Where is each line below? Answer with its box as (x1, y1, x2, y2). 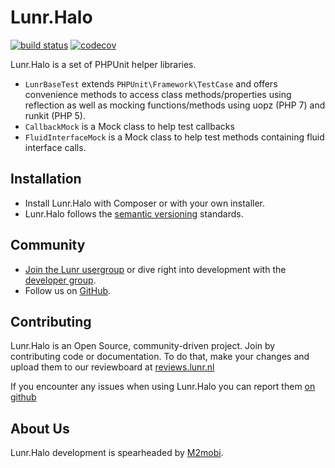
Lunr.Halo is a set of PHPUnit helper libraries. (10, 58, 197, 70)
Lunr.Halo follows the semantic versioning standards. (24, 207, 244, 220)
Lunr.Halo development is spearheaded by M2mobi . (10, 447, 224, 459)
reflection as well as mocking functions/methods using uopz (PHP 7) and (24, 99, 326, 111)
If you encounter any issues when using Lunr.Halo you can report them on (10, 381, 316, 393)
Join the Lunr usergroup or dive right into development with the (24, 263, 287, 275)
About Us (10, 420, 70, 437)
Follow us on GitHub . (24, 284, 112, 296)
